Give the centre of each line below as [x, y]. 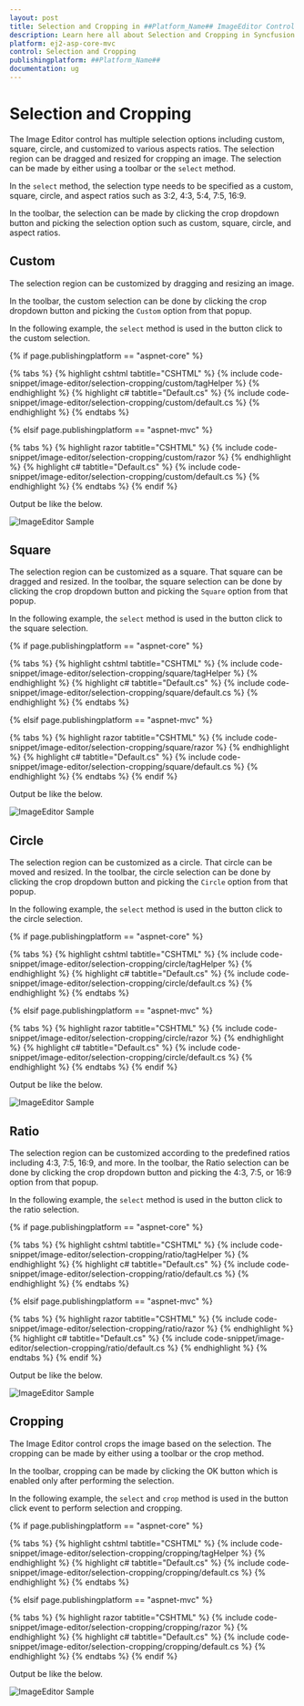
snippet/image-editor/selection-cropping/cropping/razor [115, 1627]
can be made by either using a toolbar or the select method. [123, 168]
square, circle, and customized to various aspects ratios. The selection [142, 149]
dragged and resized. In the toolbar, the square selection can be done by [146, 582]
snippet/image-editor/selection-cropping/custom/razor [112, 457]
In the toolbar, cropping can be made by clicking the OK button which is [144, 1471]
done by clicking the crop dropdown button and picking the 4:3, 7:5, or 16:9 [151, 1173]
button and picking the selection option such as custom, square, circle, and [150, 222]
